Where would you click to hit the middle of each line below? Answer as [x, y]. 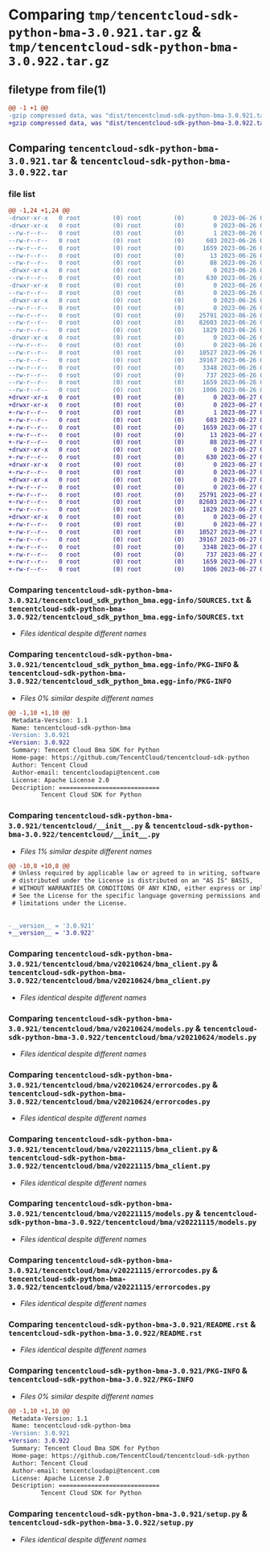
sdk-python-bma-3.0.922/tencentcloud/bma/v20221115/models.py [133, 1222]
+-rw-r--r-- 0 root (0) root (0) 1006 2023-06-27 [133, 569]
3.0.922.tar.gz [59, 61]
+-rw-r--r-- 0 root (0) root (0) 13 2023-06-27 [133, 435]
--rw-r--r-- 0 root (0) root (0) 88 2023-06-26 [133, 263]
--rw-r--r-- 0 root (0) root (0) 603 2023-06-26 [133, 240]
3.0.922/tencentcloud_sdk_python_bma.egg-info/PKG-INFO [120, 682]
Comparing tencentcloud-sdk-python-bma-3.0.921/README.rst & [132, 1325]
